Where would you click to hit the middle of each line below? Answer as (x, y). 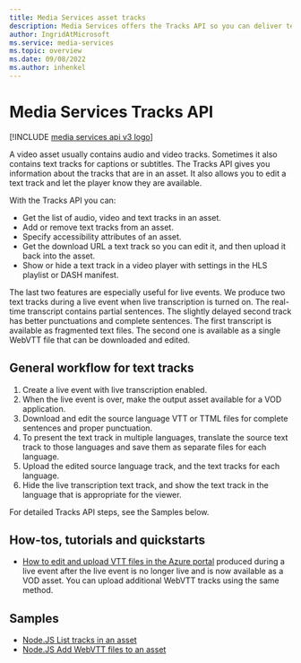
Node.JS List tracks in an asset (79, 640)
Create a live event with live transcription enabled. (115, 389)
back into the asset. (59, 256)
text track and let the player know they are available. (106, 183)
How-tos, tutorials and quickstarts (107, 541)
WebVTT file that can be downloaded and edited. (100, 340)
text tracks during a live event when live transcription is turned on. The (140, 301)
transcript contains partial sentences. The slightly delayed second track (159, 311)
